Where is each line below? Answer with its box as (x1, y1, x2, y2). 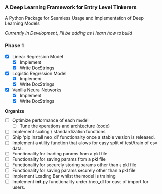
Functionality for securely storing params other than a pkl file (12, 162, 137, 168)
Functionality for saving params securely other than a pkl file (12, 167, 136, 173)
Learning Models (5, 20, 40, 26)
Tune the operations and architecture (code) (19, 123, 110, 129)
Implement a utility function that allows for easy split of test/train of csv (12, 140, 157, 146)
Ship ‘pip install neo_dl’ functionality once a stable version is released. (12, 134, 155, 140)
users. (12, 184, 26, 190)
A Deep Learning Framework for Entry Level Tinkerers (5, 4, 137, 11)
